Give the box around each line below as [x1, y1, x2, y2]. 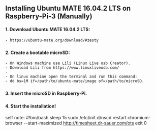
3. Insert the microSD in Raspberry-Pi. [5, 90, 87, 96]
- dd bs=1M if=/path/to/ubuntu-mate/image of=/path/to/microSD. [5, 78, 144, 84]
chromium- [128, 114, 151, 120]
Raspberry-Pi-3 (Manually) [5, 12, 92, 21]
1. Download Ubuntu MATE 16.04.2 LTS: [5, 26, 90, 32]
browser [5, 120, 23, 126]
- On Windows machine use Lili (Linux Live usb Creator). [5, 61, 131, 66]
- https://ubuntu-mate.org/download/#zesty [5, 38, 99, 43]
